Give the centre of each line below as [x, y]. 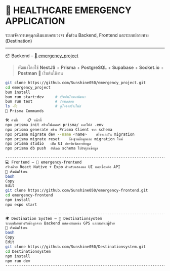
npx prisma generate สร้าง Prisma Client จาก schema [59, 129]
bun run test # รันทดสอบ [40, 102]
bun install [18, 92]
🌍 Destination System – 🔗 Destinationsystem [54, 218]
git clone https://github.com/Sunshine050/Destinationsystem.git [75, 247]
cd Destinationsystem [28, 251]
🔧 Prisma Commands [25, 111]
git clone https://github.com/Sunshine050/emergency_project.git [75, 83]
